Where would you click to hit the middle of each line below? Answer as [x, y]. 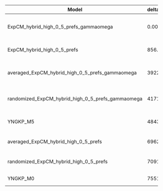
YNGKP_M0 [21, 178]
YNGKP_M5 [21, 122]
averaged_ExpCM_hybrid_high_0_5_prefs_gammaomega [72, 73]
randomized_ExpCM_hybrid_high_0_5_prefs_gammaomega [75, 99]
